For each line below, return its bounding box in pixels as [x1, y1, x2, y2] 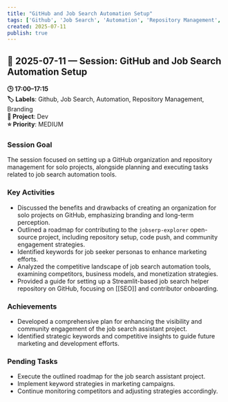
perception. [17, 218, 50, 226]
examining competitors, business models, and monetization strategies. [17, 269, 219, 277]
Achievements [7, 302, 57, 311]
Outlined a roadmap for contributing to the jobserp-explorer [17, 226, 189, 234]
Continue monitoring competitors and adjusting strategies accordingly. [17, 387, 218, 395]
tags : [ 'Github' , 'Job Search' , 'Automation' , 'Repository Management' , [7, 17, 221, 24]
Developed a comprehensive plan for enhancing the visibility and [17, 317, 202, 325]
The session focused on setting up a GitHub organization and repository [7, 156, 213, 164]
